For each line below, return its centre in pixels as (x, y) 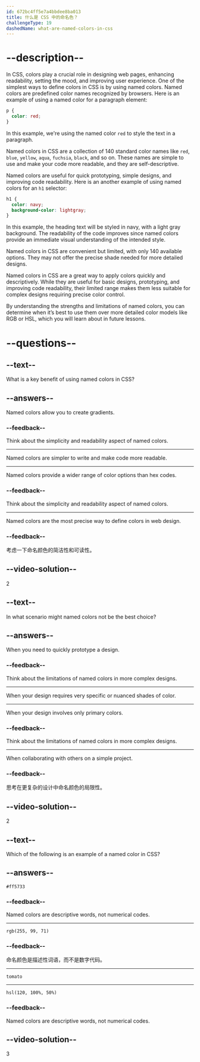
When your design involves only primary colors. (65, 712)
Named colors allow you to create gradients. (60, 413)
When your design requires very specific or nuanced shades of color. (91, 695)
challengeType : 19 (29, 23)
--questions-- (41, 343)
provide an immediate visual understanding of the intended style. (86, 240)
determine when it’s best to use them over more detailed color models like (97, 313)
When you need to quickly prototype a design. (63, 650)
